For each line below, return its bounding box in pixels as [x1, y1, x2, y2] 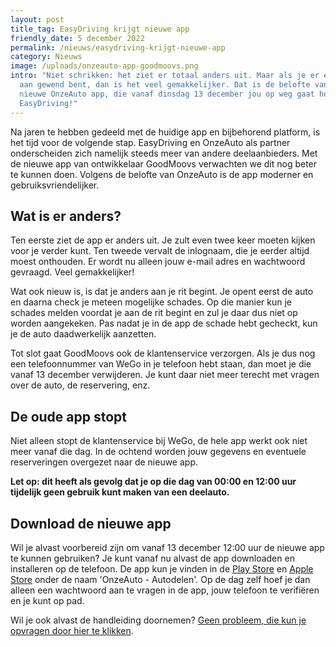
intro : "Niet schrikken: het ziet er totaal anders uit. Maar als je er [10, 71, 320, 81]
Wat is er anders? [10, 207, 122, 225]
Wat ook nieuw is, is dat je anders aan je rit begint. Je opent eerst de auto [10, 286, 314, 298]
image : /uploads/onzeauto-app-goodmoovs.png [10, 61, 199, 71]
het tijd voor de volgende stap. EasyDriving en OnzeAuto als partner [10, 136, 291, 148]
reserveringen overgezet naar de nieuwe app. [10, 456, 199, 468]
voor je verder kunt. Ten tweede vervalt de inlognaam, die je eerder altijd [10, 245, 310, 257]
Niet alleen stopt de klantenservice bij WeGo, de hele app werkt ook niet [10, 435, 308, 447]
